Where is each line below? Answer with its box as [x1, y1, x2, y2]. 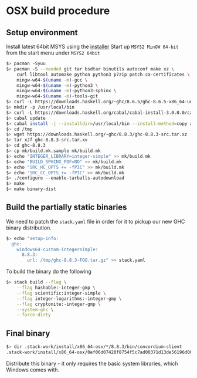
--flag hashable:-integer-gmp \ [16, 285, 96, 291]
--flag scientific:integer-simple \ [16, 290, 107, 296]
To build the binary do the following [6, 268, 92, 275]
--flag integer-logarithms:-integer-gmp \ [16, 295, 122, 302]
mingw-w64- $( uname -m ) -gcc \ [16, 77, 88, 83]
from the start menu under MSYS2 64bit [6, 49, 100, 56]
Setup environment [6, 28, 78, 38]
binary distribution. [6, 224, 52, 231]
